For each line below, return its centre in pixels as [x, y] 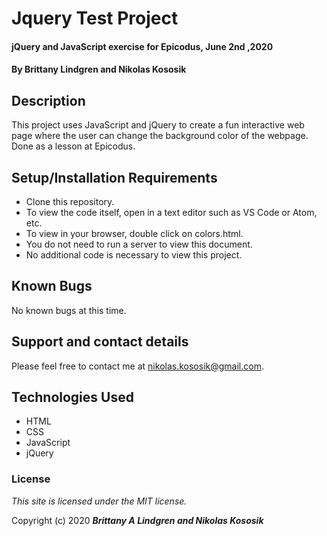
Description [48, 100]
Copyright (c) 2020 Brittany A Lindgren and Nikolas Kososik [137, 520]
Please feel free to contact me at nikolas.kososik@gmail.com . [137, 366]
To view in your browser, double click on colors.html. [134, 233]
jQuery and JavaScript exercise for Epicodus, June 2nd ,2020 [142, 46]
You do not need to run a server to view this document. [139, 244]
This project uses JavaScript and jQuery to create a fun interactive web [158, 125]
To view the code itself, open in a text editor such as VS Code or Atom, [171, 212]
